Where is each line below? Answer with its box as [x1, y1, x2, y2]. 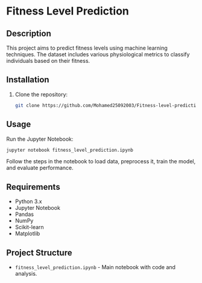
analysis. [14, 270, 37, 277]
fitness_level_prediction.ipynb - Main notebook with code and [14, 264, 176, 270]
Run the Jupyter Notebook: [6, 135, 74, 143]
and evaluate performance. [6, 164, 74, 172]
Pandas [14, 210, 34, 218]
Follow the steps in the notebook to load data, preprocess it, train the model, [6, 158, 196, 165]
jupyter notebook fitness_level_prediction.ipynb [6, 147, 134, 153]
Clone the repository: [14, 91, 68, 98]
